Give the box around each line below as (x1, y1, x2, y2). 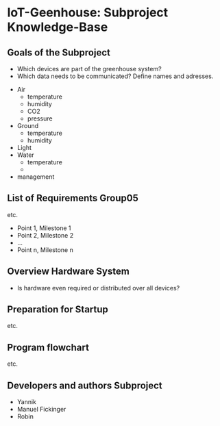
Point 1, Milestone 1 (16, 224, 71, 232)
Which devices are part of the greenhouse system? (16, 65, 162, 73)
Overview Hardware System (7, 266, 130, 277)
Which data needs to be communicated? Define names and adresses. (16, 72, 214, 80)
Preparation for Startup (7, 303, 108, 316)
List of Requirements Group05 (7, 192, 139, 204)
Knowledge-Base (7, 19, 108, 35)
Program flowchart (7, 341, 89, 353)
